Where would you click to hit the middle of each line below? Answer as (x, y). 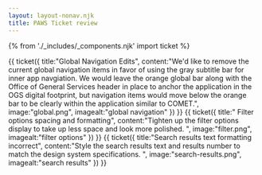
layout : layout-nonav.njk (51, 16)
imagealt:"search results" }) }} (58, 162)
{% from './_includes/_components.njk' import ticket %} (99, 45)
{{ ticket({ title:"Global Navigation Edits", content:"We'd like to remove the (129, 61)
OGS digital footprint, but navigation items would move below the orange (127, 95)
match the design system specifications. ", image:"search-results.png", (125, 154)
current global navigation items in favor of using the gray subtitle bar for (126, 69)
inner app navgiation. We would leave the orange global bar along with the (130, 78)
